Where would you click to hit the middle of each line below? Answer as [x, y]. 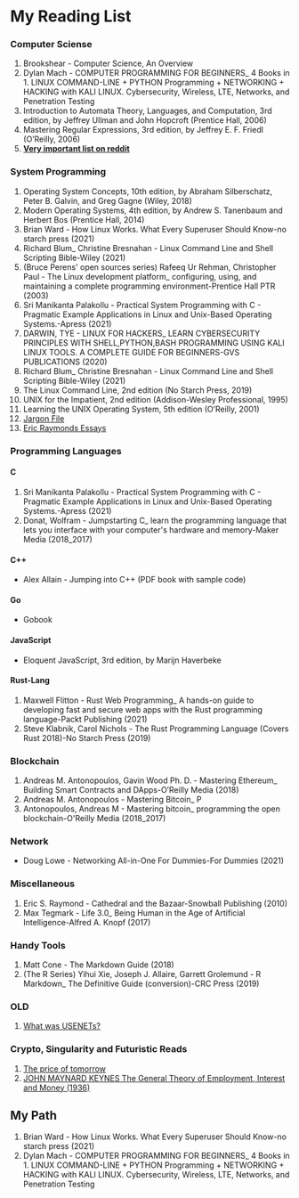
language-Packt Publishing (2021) [85, 719]
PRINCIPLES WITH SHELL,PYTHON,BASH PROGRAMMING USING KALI [154, 342]
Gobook [37, 620]
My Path [33, 1115]
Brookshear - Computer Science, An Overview [108, 63]
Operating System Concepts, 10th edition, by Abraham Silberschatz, [148, 191]
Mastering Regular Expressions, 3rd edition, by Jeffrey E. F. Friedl [143, 130]
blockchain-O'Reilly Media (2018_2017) [94, 819]
